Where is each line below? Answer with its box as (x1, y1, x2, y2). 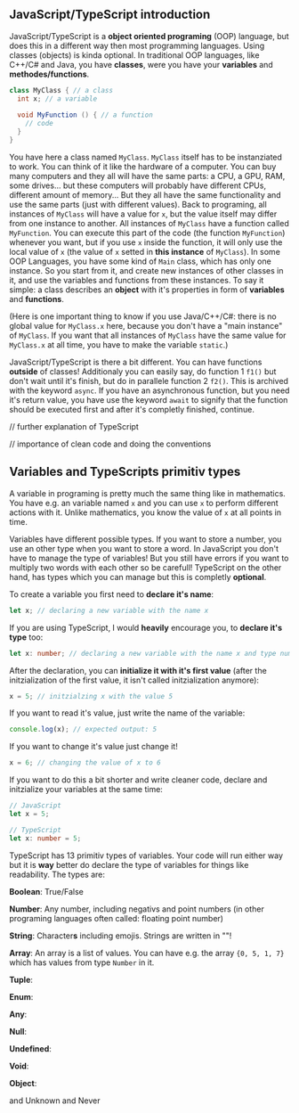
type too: (9, 632, 44, 642)
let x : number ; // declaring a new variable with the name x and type (9, 649, 277, 658)
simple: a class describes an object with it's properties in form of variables (9, 284, 285, 295)
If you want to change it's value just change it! (9, 741, 178, 752)
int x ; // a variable (17, 94, 98, 103)
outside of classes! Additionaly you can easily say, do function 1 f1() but (9, 365, 277, 377)
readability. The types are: (9, 869, 105, 880)
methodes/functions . (9, 69, 90, 79)
